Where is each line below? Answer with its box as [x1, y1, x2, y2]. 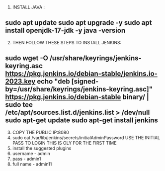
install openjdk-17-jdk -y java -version [5, 26, 126, 35]
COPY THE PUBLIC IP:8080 [12, 129, 69, 135]
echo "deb [37, 77, 71, 86]
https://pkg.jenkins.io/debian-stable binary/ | [5, 93, 149, 101]
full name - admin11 [12, 161, 52, 167]
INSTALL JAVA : [12, 4, 45, 10]
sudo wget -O [5, 54, 48, 63]
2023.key [5, 77, 36, 86]
